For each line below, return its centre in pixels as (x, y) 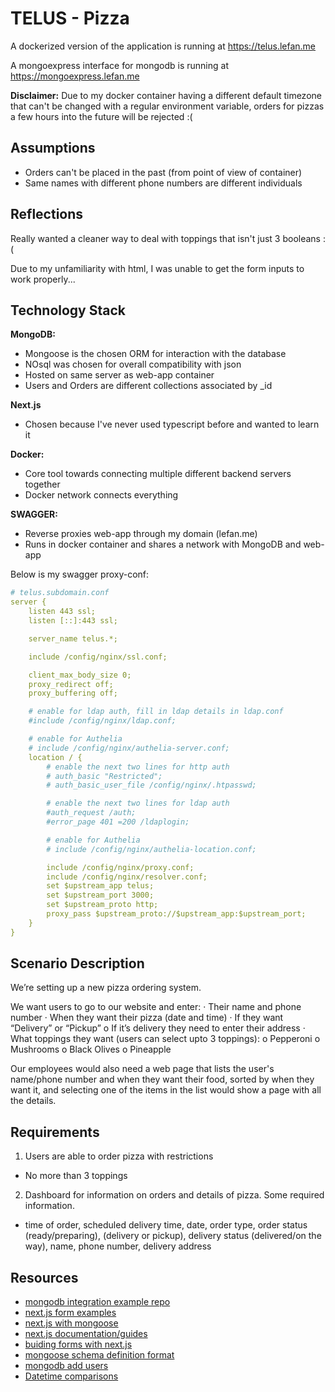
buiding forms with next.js (78, 1344)
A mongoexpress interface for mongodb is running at (119, 65)
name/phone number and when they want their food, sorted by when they (162, 1079)
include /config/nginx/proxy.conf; (120, 867)
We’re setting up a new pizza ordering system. (106, 988)
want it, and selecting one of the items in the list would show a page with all (166, 1090)
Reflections (47, 214)
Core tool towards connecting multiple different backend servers (158, 474)
